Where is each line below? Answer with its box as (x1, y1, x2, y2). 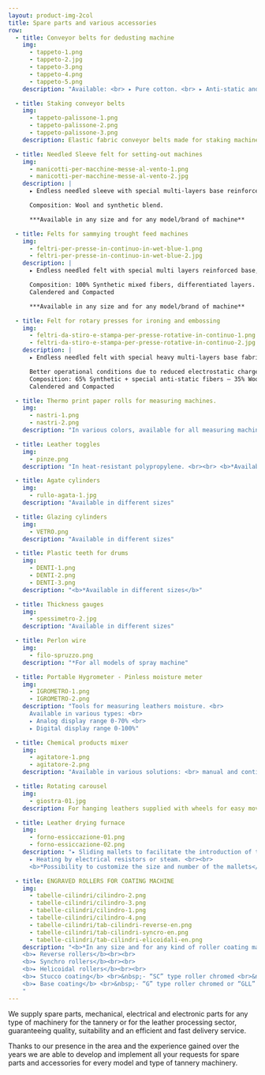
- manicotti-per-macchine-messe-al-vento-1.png (28, 165, 189, 173)
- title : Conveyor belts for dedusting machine (15, 33, 175, 42)
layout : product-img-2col (8, 11, 93, 20)
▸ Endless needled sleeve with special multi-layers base (28, 187, 224, 195)
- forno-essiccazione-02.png (28, 841, 125, 849)
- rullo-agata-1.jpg (28, 492, 97, 500)
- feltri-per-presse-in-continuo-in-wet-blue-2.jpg (28, 252, 203, 260)
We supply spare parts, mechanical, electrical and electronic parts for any (8, 1009, 248, 1018)
